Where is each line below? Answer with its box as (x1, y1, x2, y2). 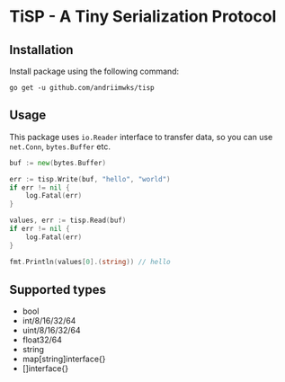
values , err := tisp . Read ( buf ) (9, 216, 127, 226)
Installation (9, 42, 74, 58)
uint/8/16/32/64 (22, 325, 81, 336)
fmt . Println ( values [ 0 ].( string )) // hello (9, 257, 171, 266)
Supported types (9, 281, 106, 298)
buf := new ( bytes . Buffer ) (9, 158, 106, 167)
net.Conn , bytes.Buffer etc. (9, 141, 111, 152)
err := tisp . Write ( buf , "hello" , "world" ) (9, 174, 171, 183)
